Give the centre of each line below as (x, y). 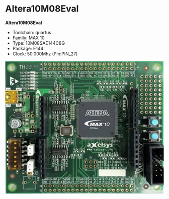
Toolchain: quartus (32, 32)
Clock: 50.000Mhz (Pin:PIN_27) (45, 54)
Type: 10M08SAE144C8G (39, 43)
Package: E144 (28, 48)
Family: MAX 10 (28, 38)
